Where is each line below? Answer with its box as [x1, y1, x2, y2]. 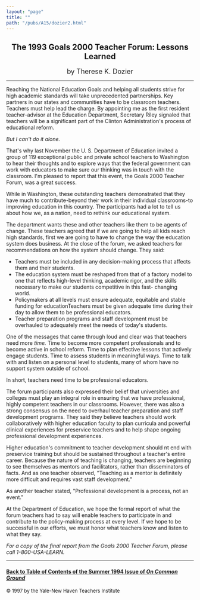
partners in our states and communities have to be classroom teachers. [6, 99, 181, 106]
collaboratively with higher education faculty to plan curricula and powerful [6, 420, 190, 427]
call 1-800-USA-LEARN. [6, 549, 65, 556]
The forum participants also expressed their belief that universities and [6, 388, 180, 395]
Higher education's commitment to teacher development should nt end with [6, 444, 192, 451]
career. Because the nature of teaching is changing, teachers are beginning [6, 457, 192, 464]
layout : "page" [6, 8, 44, 15]
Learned [84, 51, 116, 62]
